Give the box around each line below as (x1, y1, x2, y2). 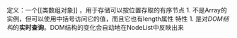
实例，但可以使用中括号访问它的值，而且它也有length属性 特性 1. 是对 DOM (6, 15, 224, 23)
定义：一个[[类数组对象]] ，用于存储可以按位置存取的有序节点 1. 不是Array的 (6, 6, 227, 14)
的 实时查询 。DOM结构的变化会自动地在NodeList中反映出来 (13, 23, 185, 31)
